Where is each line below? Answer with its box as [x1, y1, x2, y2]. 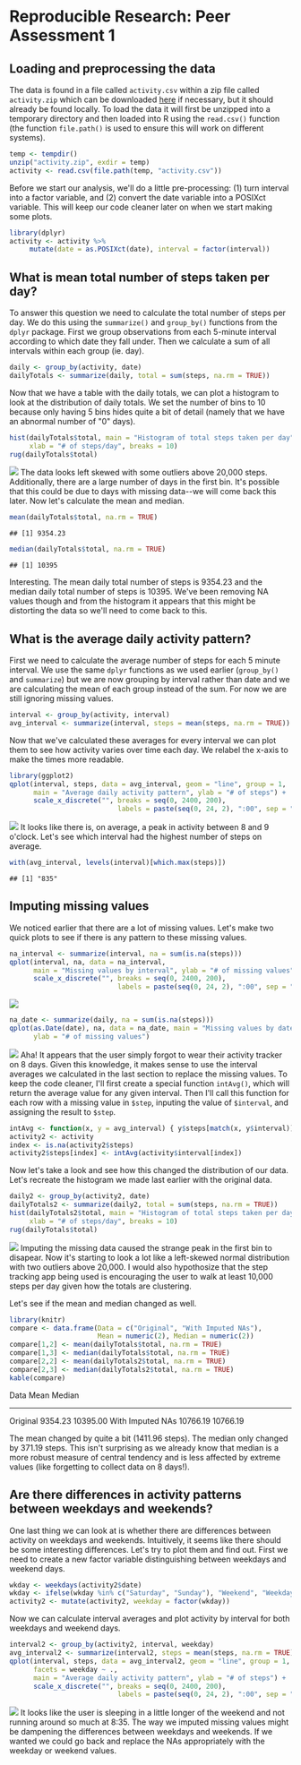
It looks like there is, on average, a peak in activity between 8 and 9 [20, 822, 270, 833]
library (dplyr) [9, 228, 66, 237]
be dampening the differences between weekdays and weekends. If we [9, 1726, 273, 1737]
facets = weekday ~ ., [32, 1665, 118, 1674]
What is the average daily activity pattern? [9, 631, 252, 647]
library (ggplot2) [9, 771, 74, 780]
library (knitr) [9, 1315, 66, 1324]
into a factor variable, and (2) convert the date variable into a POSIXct [9, 192, 266, 202]
